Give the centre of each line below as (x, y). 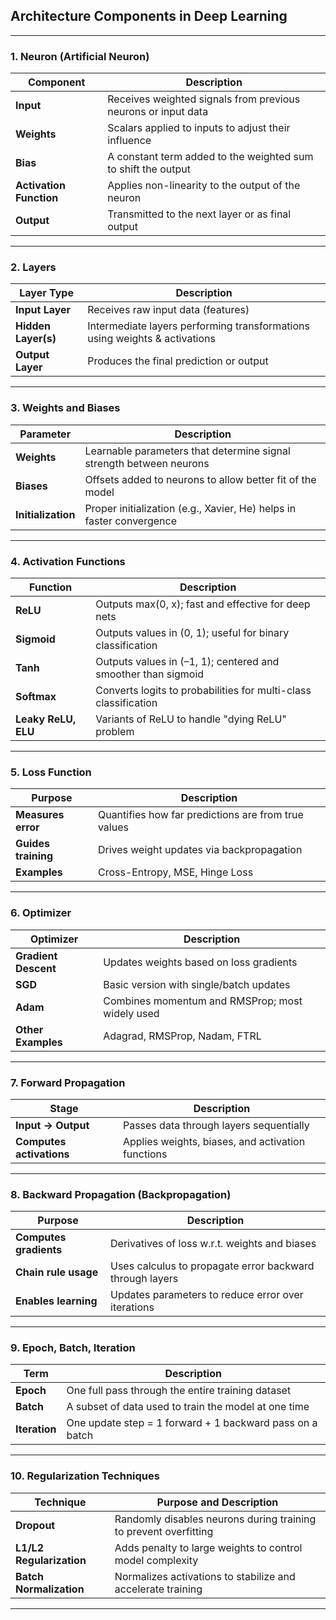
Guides (32, 844)
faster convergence (130, 521)
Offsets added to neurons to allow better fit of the (200, 479)
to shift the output (149, 169)
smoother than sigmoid (150, 674)
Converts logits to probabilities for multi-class (203, 690)
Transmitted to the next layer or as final (199, 214)
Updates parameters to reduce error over (207, 1295)
